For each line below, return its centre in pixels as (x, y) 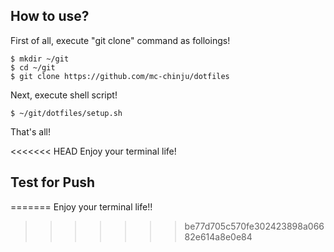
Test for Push (53, 182)
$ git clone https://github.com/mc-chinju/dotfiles (120, 76)
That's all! (30, 131)
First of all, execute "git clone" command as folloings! (120, 40)
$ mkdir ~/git (40, 59)
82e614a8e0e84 (218, 236)
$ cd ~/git (33, 67)
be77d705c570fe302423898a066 (254, 226)
